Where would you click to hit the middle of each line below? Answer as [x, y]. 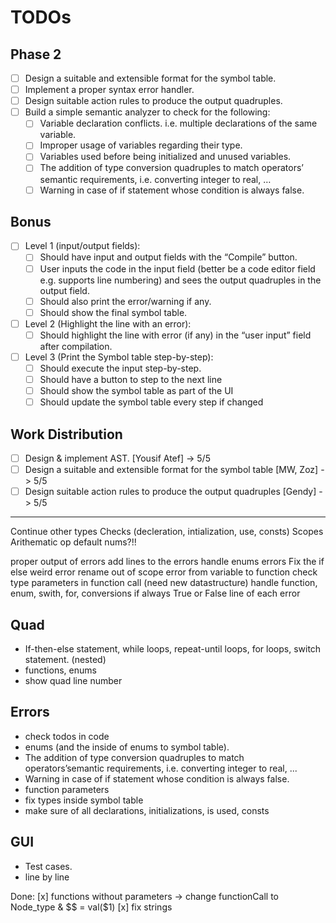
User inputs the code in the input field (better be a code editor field [177, 268]
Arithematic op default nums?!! [73, 542]
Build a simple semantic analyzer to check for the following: [147, 112]
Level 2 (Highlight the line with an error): [108, 323]
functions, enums [60, 670]
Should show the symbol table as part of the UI [136, 390]
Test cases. [48, 866]
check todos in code [67, 736]
